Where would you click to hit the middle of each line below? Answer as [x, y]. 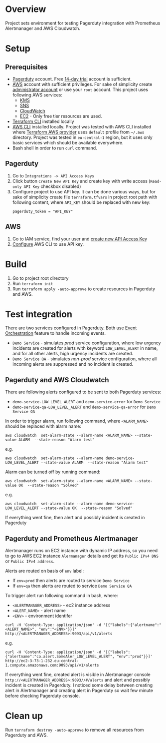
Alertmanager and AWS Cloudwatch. [43, 28]
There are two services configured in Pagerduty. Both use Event [71, 328]
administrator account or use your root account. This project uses [80, 89]
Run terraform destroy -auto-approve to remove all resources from [75, 730]
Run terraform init [33, 283]
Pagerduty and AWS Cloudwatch [57, 380]
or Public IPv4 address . [30, 561]
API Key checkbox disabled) [52, 186]
